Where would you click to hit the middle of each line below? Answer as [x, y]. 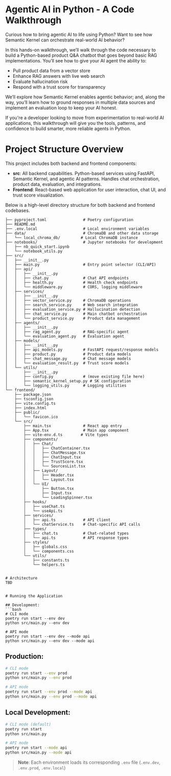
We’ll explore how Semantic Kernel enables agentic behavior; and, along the [85, 97]
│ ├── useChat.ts [44, 506]
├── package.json [33, 394]
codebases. [18, 210]
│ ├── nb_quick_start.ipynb [38, 247]
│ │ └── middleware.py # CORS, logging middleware [74, 287]
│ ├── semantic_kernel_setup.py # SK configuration [68, 381]
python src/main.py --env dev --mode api [50, 641]
